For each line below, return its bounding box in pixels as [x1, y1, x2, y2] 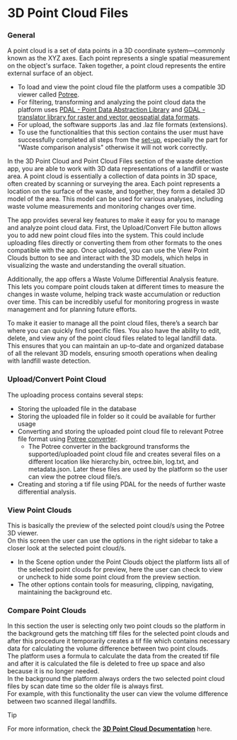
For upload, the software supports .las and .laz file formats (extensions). [17, 121, 228, 129]
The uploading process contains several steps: [7, 391, 144, 399]
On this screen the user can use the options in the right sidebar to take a [7, 536, 218, 545]
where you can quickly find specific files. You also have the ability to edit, [7, 327, 221, 335]
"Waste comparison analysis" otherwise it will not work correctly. [17, 143, 208, 152]
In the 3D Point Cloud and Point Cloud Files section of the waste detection [7, 157, 224, 165]
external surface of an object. [7, 69, 94, 77]
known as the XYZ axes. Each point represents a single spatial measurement [7, 54, 231, 62]
